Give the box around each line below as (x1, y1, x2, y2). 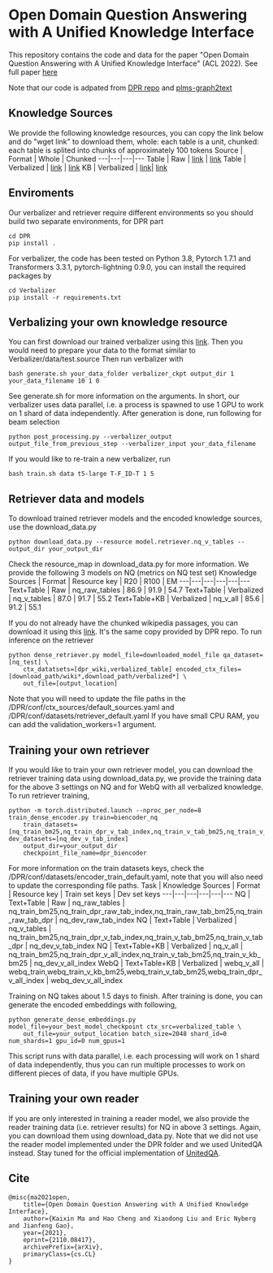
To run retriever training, (8, 790, 90, 800)
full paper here (8, 67, 58, 76)
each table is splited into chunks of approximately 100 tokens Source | (8, 145, 244, 155)
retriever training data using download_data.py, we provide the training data (8, 773, 262, 783)
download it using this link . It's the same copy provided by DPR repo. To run (8, 627, 262, 637)
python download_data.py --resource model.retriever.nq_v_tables (8, 538, 234, 546)
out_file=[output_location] (23, 680, 118, 688)
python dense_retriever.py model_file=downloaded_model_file (8, 652, 220, 660)
